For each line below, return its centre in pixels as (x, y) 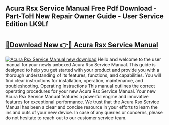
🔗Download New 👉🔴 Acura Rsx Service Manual (82, 45)
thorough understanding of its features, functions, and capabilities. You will (83, 75)
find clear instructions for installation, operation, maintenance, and (74, 81)
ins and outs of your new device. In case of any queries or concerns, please (84, 113)
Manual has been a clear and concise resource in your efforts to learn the (81, 107)
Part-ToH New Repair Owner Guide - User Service (84, 16)
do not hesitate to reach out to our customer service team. (66, 118)
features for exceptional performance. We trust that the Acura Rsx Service (82, 102)
